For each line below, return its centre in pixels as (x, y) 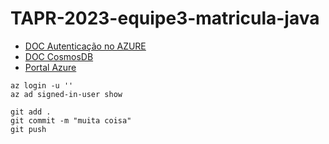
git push (28, 129)
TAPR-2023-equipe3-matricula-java (165, 18)
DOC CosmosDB (59, 56)
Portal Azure (50, 67)
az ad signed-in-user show (66, 94)
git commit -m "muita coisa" (71, 120)
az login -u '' (42, 85)
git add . (31, 112)
